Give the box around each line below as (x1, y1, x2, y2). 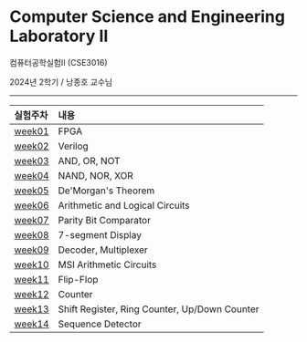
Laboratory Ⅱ (9, 26, 109, 47)
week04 (14, 169, 49, 181)
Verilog (58, 140, 89, 152)
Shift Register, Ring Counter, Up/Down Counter (58, 303, 259, 316)
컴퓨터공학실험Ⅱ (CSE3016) (9, 57, 108, 67)
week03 (14, 154, 49, 167)
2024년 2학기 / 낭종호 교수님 (9, 76, 112, 88)
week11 (14, 273, 49, 285)
